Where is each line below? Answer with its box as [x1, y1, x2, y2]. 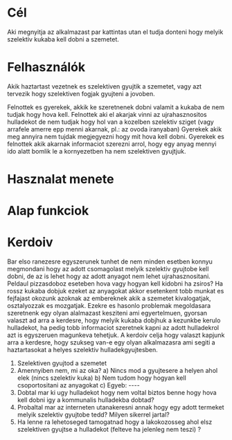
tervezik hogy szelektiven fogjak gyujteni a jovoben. [7, 89, 155, 98]
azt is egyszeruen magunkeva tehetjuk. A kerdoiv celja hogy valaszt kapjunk [7, 331, 225, 340]
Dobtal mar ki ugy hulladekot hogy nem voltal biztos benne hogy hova [17, 389, 217, 397]
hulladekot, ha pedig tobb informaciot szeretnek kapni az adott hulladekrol [7, 324, 220, 332]
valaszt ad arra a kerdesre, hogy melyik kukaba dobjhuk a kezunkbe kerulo [7, 316, 221, 324]
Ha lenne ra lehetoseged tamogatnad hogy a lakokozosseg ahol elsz [17, 418, 213, 426]
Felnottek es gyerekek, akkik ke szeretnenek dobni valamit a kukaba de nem [7, 102, 225, 111]
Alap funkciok [7, 203, 89, 219]
